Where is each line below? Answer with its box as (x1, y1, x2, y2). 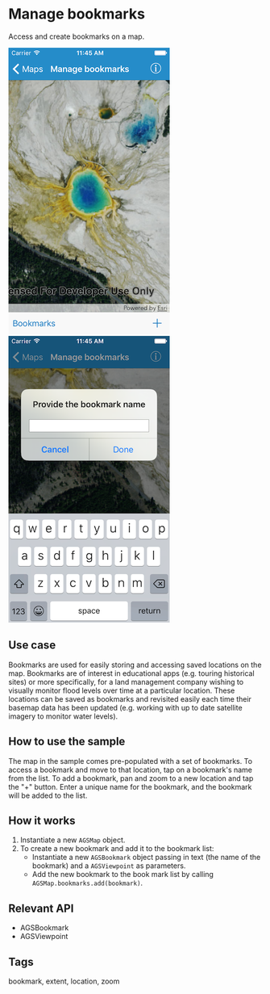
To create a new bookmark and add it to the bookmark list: (19, 844, 214, 853)
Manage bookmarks (8, 5, 145, 23)
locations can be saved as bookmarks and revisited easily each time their (8, 694, 252, 703)
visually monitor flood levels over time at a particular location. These (8, 686, 235, 695)
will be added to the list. (8, 791, 88, 800)
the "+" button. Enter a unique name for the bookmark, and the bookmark (8, 782, 252, 791)
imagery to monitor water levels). (8, 711, 118, 721)
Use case (8, 639, 56, 652)
